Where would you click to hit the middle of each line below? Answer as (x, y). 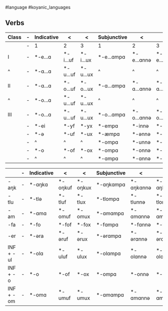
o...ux (87, 89)
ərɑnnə (139, 239)
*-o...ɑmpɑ (112, 114)
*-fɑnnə (140, 224)
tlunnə (138, 202)
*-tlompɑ (108, 199)
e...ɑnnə (142, 60)
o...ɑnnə (142, 117)
